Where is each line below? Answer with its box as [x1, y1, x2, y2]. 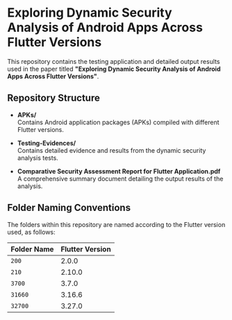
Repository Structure [7, 92, 101, 104]
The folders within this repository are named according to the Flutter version [7, 220, 226, 228]
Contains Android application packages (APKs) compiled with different [17, 118, 220, 126]
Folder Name [10, 244, 54, 254]
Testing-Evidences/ [17, 139, 76, 147]
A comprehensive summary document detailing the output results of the [17, 174, 224, 183]
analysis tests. [17, 153, 59, 162]
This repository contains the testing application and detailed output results [7, 57, 220, 65]
